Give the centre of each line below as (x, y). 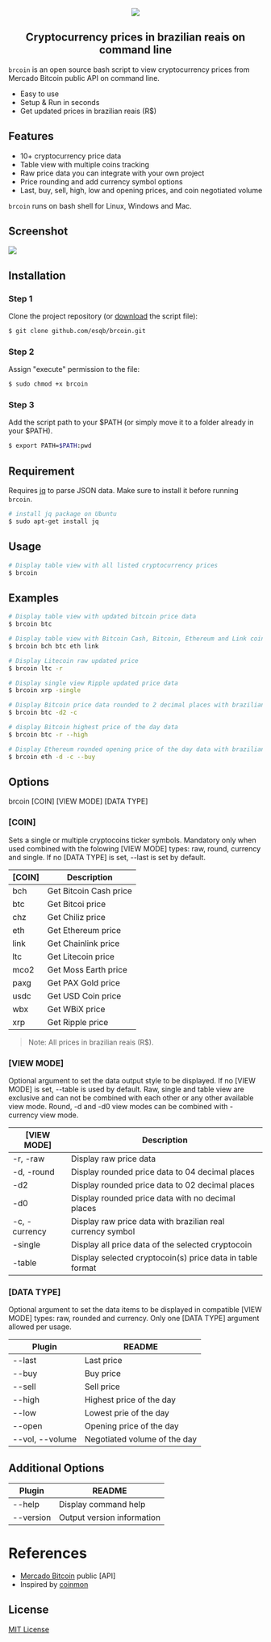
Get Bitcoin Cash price (90, 891)
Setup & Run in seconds (60, 102)
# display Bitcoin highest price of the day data (94, 728)
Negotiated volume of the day (141, 1439)
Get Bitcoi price (77, 904)
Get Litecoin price (81, 956)
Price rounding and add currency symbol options (101, 181)
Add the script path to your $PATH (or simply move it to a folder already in (131, 422)
